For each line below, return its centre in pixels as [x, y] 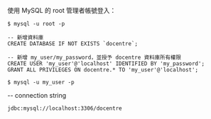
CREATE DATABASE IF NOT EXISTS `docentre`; [73, 44]
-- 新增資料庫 [26, 38]
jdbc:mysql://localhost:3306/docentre [65, 108]
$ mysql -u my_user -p [41, 82]
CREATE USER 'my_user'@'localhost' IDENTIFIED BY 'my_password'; [106, 64]
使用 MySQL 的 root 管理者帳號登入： [62, 10]
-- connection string [37, 95]
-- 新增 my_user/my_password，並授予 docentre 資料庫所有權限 [94, 57]
